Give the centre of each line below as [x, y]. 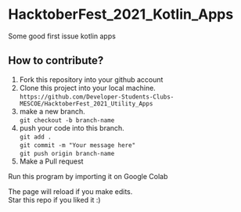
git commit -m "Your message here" [77, 145]
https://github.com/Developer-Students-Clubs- [97, 97]
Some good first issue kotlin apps [62, 36]
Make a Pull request [51, 161]
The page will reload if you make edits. [70, 191]
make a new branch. [52, 111]
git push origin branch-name [67, 153]
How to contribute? [56, 61]
